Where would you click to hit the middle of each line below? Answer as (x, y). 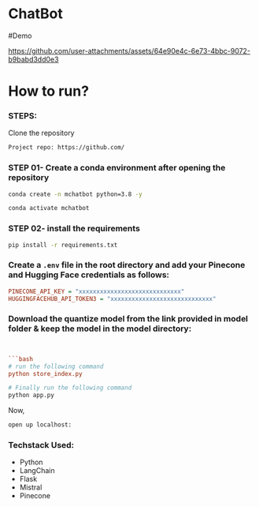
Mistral (31, 487)
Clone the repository (41, 133)
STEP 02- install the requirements (74, 228)
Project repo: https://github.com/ (67, 148)
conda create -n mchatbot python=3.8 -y (76, 194)
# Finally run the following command (70, 388)
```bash (21, 359)
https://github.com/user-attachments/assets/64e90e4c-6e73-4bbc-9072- (129, 51)
